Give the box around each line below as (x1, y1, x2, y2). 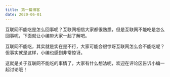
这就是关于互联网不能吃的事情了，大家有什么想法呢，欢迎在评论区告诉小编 (5, 60, 160, 66)
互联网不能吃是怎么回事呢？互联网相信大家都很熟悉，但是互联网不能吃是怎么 (5, 26, 165, 32)
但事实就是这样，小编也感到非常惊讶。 (5, 49, 85, 55)
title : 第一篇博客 (5, 7, 40, 12)
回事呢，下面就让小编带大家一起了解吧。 (5, 32, 90, 38)
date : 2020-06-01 (5, 12, 42, 17)
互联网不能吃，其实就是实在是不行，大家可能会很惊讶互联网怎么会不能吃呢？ (5, 43, 165, 49)
